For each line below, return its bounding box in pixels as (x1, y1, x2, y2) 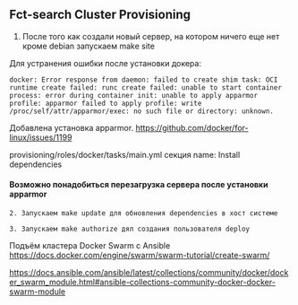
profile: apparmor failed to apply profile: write (9, 99, 202, 108)
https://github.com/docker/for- (135, 122, 249, 133)
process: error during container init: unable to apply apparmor (9, 91, 258, 100)
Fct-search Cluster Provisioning (9, 7, 191, 22)
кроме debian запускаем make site (21, 40, 155, 51)
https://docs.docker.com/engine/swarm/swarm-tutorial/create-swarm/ (9, 250, 270, 261)
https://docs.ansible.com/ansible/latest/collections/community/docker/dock (9, 267, 289, 278)
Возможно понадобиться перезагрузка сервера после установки (9, 179, 268, 190)
